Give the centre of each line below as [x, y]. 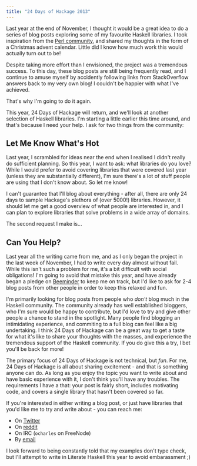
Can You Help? [34, 242]
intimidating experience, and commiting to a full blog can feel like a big [92, 324]
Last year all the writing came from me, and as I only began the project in [95, 257]
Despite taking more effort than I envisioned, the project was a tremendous [97, 65]
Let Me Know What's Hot [53, 144]
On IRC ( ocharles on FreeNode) [53, 433]
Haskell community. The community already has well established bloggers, [97, 306]
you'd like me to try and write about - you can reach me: [74, 410]
